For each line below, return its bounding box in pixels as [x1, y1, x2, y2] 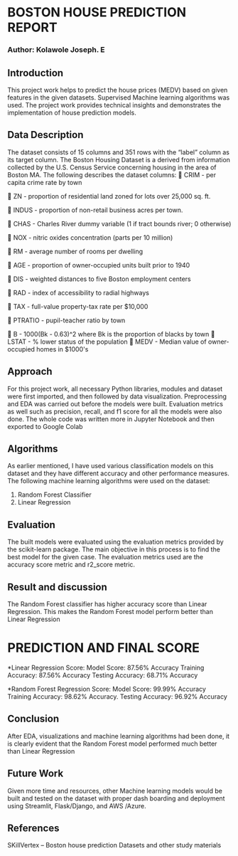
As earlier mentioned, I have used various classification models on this [7, 462, 214, 470]
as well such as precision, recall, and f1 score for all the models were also [7, 407, 222, 416]
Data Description [7, 129, 84, 141]
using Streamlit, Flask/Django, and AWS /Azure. [7, 801, 147, 810]
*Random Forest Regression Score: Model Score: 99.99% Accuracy [7, 685, 206, 693]
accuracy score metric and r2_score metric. [7, 560, 136, 569]
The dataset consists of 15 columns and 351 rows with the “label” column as [7, 147, 229, 157]
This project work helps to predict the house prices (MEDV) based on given [7, 85, 228, 94]
